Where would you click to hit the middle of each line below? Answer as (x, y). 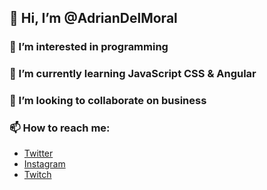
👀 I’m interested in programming (89, 47)
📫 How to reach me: (60, 128)
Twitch (37, 175)
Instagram (44, 164)
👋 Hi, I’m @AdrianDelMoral (93, 18)
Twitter (38, 153)
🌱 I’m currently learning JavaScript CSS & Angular (133, 74)
